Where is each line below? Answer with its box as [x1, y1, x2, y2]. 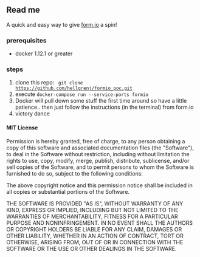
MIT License [6, 124, 38, 131]
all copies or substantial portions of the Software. [6, 188, 129, 195]
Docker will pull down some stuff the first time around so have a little [15, 97, 187, 105]
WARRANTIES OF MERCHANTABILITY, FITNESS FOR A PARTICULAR [6, 213, 178, 220]
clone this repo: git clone [15, 79, 83, 86]
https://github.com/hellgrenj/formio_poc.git [15, 85, 133, 92]
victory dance [15, 110, 50, 117]
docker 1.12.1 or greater [15, 50, 73, 57]
